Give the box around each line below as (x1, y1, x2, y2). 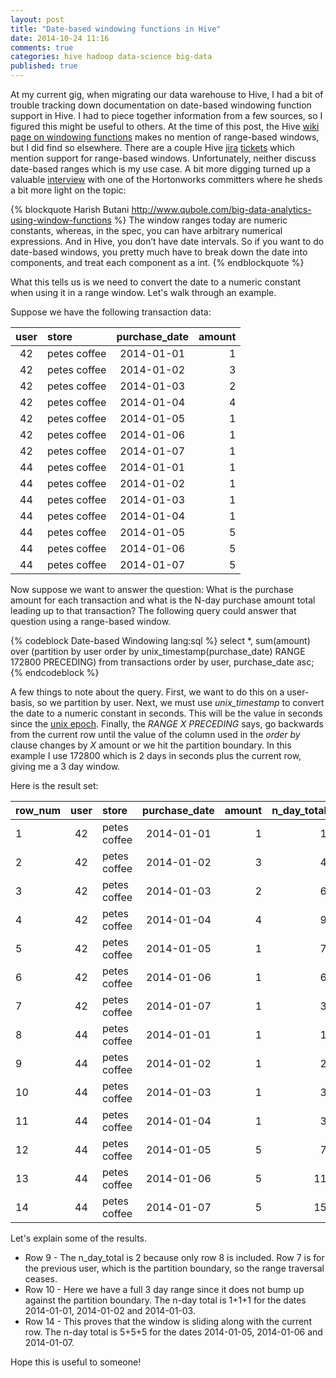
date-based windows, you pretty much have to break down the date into (10, 246, 308, 258)
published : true (10, 61, 78, 71)
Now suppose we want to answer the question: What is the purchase (10, 584, 294, 595)
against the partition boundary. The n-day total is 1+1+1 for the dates (24, 1294, 307, 1306)
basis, (10, 697, 35, 708)
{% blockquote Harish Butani (10, 204, 130, 215)
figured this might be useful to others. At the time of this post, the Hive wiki (10, 121, 320, 132)
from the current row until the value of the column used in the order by (10, 729, 301, 740)
